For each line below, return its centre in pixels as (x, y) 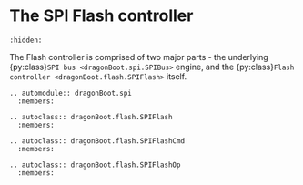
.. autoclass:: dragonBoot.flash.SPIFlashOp (95, 165)
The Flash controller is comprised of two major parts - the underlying (139, 57)
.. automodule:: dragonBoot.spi (71, 93)
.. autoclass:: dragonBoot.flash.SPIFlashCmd (97, 141)
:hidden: (26, 40)
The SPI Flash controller (101, 16)
